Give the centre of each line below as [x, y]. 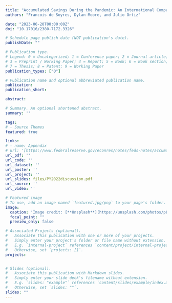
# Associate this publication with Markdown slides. [65, 273]
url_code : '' [19, 160]
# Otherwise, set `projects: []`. [44, 250]
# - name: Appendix [26, 146]
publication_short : [26, 90]
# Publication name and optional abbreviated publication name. [75, 80]
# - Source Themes [25, 127]
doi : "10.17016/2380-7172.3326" [40, 29]
